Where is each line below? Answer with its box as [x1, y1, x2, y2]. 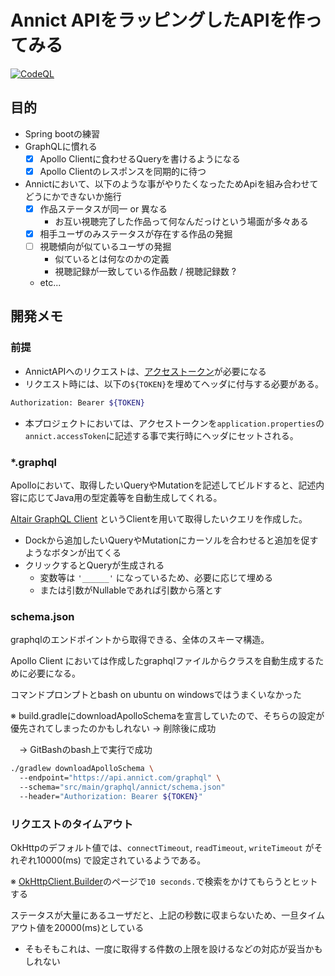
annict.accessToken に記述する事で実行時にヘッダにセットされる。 [24, 429, 299, 441]
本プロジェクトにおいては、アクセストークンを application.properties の [24, 417, 325, 429]
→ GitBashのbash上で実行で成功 [18, 744, 153, 756]
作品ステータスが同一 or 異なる [39, 202, 168, 215]
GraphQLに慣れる [24, 140, 98, 152]
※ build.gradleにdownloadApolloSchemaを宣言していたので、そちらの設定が [10, 710, 325, 722]
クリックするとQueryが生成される [24, 559, 165, 571]
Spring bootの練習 [24, 127, 100, 140]
